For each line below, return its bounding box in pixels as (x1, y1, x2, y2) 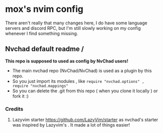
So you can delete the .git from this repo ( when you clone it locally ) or (12, 88, 158, 94)
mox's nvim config (5, 3, 83, 15)
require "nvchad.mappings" (12, 83, 69, 88)
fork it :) (12, 93, 29, 99)
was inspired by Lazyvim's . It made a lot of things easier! (12, 122, 130, 128)
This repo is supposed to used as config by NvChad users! (5, 58, 128, 64)
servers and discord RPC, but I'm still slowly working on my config (5, 25, 141, 31)
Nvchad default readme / (5, 45, 84, 53)
